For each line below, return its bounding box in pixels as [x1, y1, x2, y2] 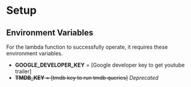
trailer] [14, 68, 32, 75]
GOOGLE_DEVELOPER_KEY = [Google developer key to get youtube [14, 61, 185, 68]
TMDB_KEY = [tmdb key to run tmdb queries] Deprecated [14, 74, 159, 81]
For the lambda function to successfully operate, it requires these [6, 43, 168, 50]
